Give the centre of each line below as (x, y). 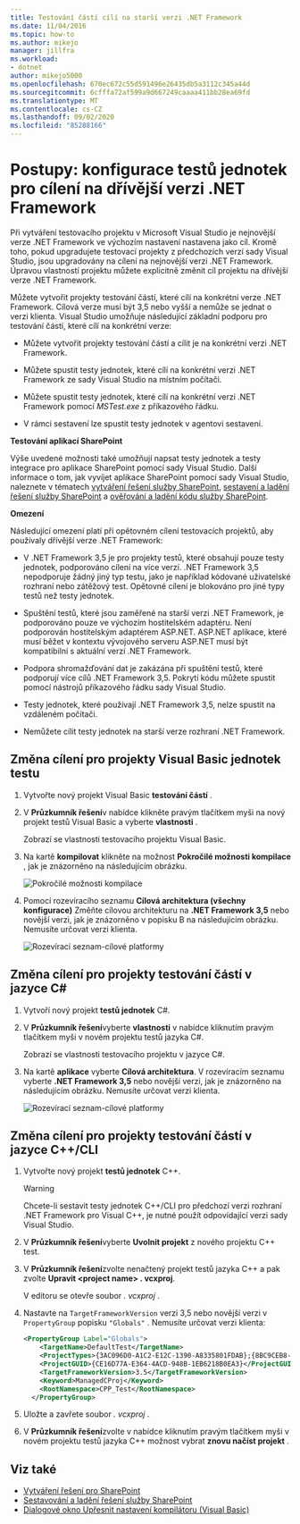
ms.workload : (34, 59)
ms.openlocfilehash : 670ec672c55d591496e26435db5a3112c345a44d (130, 84)
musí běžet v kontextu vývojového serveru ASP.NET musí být (135, 641)
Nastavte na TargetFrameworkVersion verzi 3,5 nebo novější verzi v (145, 1313)
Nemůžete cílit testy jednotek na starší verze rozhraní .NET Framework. (154, 731)
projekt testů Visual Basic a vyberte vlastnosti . (110, 821)
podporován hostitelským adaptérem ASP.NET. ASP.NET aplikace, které (155, 632)
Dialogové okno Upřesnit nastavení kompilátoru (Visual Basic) (136, 1510)
